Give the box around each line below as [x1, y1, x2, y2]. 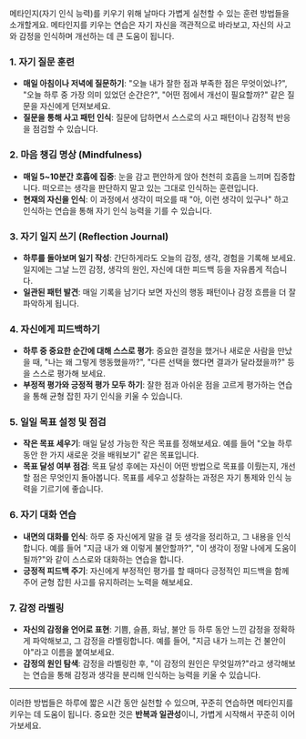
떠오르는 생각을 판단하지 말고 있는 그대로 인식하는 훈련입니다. [42, 182, 259, 193]
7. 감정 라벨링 [9, 602, 65, 614]
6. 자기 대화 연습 [9, 509, 77, 521]
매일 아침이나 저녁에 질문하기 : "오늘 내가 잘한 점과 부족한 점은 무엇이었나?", [22, 78, 288, 89]
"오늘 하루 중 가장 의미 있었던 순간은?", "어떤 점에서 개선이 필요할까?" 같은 [22, 89, 285, 100]
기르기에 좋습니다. [39, 483, 104, 494]
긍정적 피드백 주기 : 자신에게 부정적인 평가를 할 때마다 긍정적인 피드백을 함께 [22, 565, 290, 576]
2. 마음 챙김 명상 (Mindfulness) [9, 148, 143, 161]
